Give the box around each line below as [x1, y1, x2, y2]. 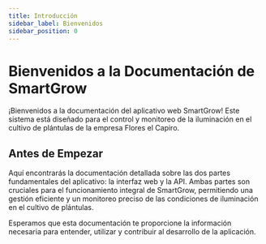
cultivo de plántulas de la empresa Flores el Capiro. [8, 123, 180, 133]
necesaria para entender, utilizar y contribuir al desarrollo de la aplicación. [8, 227, 256, 237]
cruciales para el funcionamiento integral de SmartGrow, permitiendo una [8, 186, 254, 195]
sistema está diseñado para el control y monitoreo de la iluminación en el [8, 114, 252, 124]
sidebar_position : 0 [8, 27, 79, 35]
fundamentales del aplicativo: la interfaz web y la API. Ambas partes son [8, 177, 250, 186]
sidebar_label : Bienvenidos [8, 19, 104, 28]
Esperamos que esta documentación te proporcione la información [8, 218, 232, 228]
